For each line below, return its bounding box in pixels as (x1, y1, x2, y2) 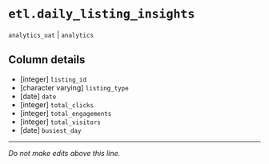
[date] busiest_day (19, 125, 82, 134)
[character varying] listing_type (19, 82, 130, 92)
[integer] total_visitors (19, 117, 102, 126)
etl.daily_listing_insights (8, 6, 195, 22)
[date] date (19, 91, 57, 101)
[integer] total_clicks (19, 99, 94, 110)
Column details (8, 53, 86, 66)
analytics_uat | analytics (8, 30, 94, 39)
